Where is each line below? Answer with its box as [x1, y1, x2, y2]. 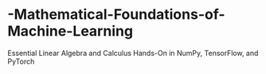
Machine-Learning [7, 22, 133, 40]
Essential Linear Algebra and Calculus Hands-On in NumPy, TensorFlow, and [7, 48, 259, 57]
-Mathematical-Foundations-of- [7, 6, 225, 24]
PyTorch [7, 57, 35, 66]
